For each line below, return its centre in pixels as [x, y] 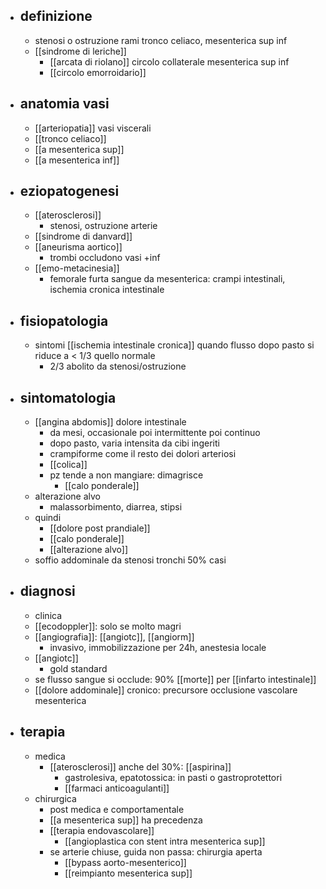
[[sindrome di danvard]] [83, 236]
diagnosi [47, 591]
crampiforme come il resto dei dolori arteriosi [143, 454]
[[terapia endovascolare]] [102, 830]
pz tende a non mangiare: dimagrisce [126, 475]
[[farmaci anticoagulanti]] [117, 788]
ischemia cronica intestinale [107, 290]
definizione [56, 16]
